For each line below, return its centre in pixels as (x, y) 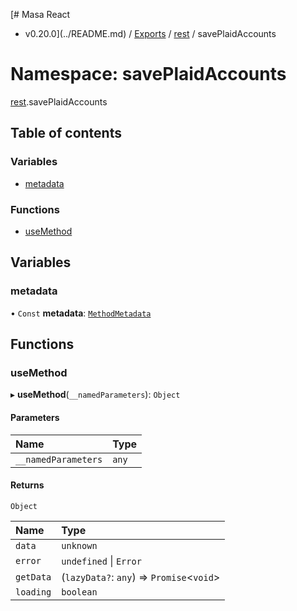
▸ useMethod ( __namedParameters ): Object (95, 395)
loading (33, 592)
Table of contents (66, 133)
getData (33, 577)
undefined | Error (101, 561)
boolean (79, 592)
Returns (27, 485)
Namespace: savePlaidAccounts (148, 74)
